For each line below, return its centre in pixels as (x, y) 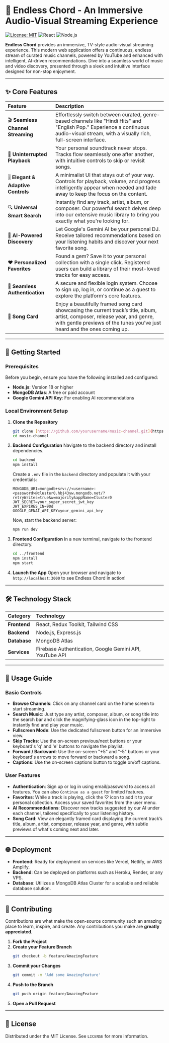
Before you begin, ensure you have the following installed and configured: (82, 377)
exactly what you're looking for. (92, 221)
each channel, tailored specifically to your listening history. (73, 813)
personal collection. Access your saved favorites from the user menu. (84, 803)
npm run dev (25, 530)
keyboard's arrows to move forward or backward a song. (71, 757)
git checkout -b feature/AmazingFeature (55, 956)
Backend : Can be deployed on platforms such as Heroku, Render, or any (88, 872)
